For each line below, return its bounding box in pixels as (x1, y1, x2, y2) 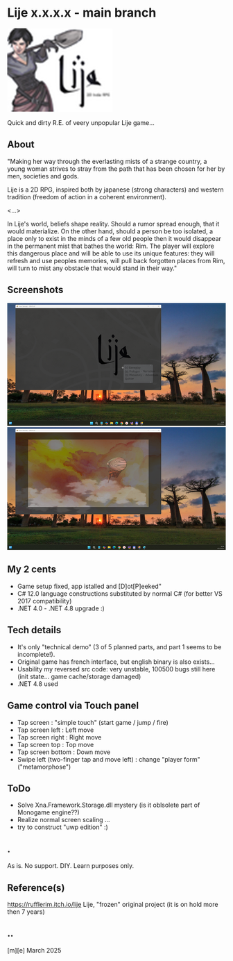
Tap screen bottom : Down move (17, 748, 111, 756)
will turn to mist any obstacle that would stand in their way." (7, 264, 178, 272)
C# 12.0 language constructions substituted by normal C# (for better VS (17, 589, 223, 598)
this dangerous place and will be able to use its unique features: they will (7, 249, 215, 258)
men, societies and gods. (7, 172, 80, 180)
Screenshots (7, 284, 64, 296)
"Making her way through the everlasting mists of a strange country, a (7, 157, 207, 165)
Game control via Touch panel (7, 700, 139, 712)
